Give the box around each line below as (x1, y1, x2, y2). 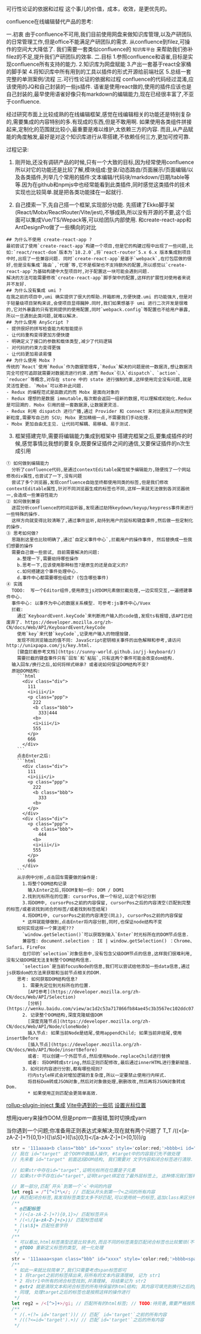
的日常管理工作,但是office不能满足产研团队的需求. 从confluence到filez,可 (6, 38, 185, 45)
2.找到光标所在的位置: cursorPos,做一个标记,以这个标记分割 (22, 894, 157, 900)
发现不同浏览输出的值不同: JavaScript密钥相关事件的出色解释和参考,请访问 (17, 637, 181, 643)
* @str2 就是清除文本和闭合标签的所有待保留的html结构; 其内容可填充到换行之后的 (14, 1284, 194, 1290)
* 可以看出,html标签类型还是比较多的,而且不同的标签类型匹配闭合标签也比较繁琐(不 (14, 1239, 194, 1245)
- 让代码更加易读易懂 (6, 351, 52, 357)
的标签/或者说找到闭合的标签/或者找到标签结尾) (6, 906, 108, 912)
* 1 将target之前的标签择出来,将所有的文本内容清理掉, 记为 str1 (14, 1272, 160, 1279)
